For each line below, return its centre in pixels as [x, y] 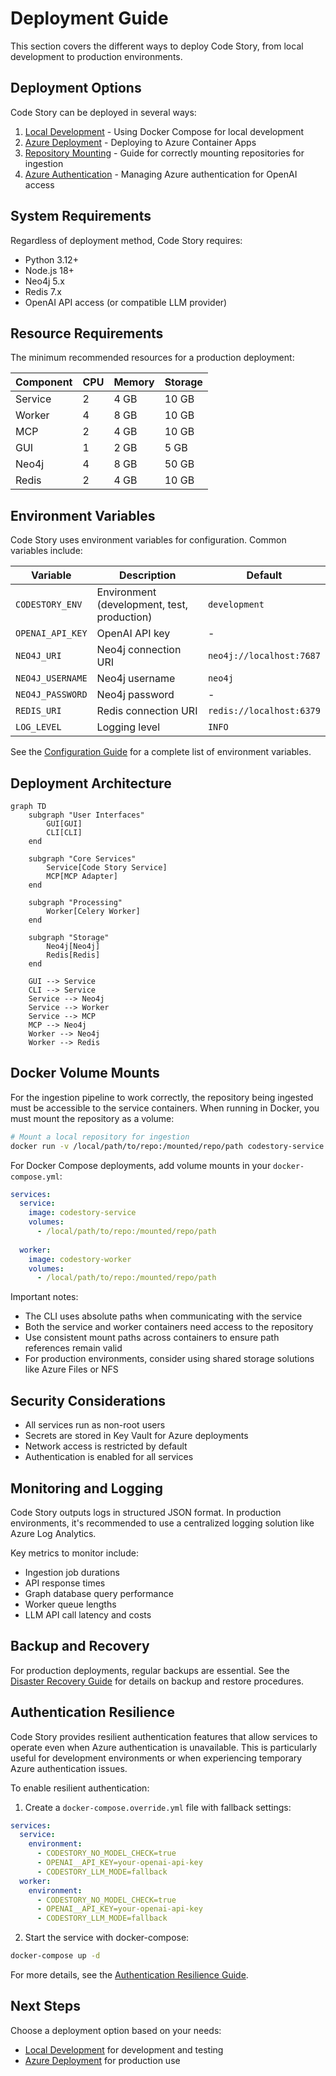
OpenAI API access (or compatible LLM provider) [126, 302]
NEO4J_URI [38, 656]
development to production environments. [96, 56]
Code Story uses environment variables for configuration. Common [148, 540]
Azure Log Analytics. [53, 1533]
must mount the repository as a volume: [92, 1118]
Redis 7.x [43, 291]
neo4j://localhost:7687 [264, 656]
